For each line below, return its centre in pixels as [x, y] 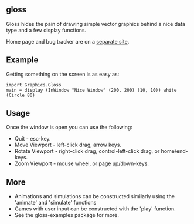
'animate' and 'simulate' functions [55, 203]
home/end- [175, 151]
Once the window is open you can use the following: [69, 127]
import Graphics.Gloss [34, 85]
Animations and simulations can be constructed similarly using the [94, 196]
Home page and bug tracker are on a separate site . [68, 41]
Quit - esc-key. [33, 139]
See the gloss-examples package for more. [67, 215]
